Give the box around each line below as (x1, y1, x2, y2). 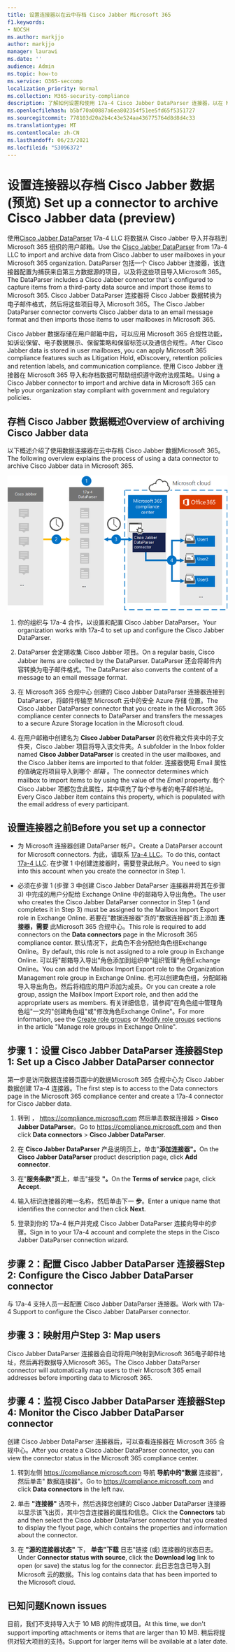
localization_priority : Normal (7, 85, 99, 92)
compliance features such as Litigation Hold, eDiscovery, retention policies (7, 354, 222, 362)
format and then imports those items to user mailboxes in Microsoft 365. (7, 315, 215, 324)
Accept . (17, 1183, 41, 1191)
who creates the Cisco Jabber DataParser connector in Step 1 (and (17, 898, 211, 906)
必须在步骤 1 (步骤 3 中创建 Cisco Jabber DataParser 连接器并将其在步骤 (17, 881, 225, 890)
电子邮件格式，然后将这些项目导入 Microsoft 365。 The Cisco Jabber (7, 300, 205, 308)
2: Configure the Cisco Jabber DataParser (7, 1269, 194, 1281)
